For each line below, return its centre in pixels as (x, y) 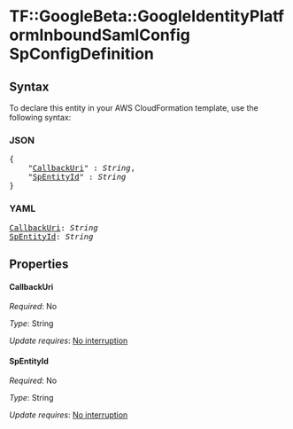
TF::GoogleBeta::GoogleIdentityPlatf (147, 16)
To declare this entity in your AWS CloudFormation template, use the (134, 108)
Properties (39, 264)
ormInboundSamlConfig (100, 35)
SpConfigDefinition (82, 54)
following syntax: (40, 117)
